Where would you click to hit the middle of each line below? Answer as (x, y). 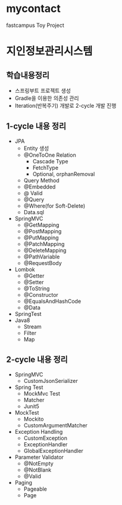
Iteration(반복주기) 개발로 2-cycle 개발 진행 (65, 105)
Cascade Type (50, 161)
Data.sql (34, 212)
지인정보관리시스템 (49, 51)
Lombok (25, 269)
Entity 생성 (36, 148)
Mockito (34, 419)
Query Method (41, 180)
